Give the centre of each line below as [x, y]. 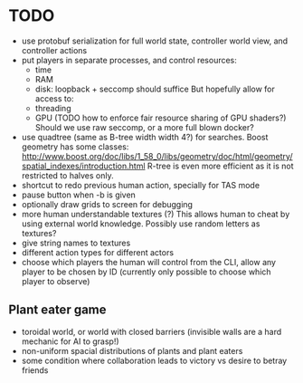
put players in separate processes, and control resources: [129, 60]
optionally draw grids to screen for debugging [107, 204]
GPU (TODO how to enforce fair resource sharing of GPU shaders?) [161, 118]
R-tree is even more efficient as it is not [220, 166]
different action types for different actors [97, 252]
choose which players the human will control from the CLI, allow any [149, 262]
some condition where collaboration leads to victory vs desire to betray [154, 360]
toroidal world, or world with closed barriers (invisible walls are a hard [151, 331]
